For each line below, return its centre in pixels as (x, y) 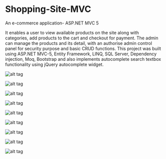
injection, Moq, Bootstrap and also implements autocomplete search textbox (83, 59)
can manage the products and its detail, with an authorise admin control (79, 43)
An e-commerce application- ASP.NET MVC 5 (52, 23)
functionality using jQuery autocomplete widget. (54, 64)
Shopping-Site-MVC (48, 9)
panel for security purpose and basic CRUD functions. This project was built (83, 48)
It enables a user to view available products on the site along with (72, 32)
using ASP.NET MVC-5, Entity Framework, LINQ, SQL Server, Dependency (81, 54)
